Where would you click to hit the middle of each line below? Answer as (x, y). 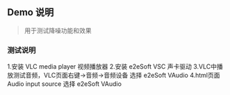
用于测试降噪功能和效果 (58, 31)
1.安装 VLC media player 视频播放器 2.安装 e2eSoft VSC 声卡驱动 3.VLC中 (112, 67)
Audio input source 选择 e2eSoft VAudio (64, 84)
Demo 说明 (31, 12)
